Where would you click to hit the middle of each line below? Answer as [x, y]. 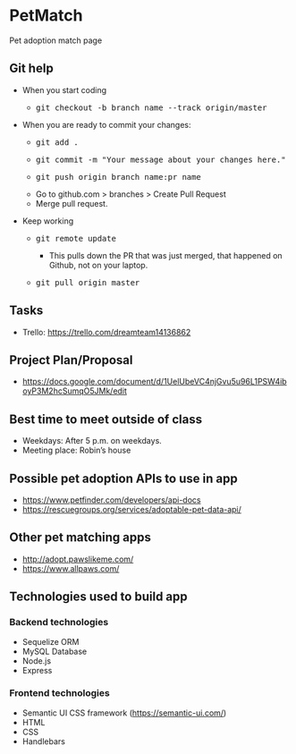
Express [37, 670]
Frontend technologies [59, 693]
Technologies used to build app [98, 597]
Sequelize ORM [51, 641]
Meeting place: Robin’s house [76, 450]
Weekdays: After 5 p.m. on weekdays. [92, 441]
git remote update [76, 238]
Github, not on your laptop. [98, 265]
